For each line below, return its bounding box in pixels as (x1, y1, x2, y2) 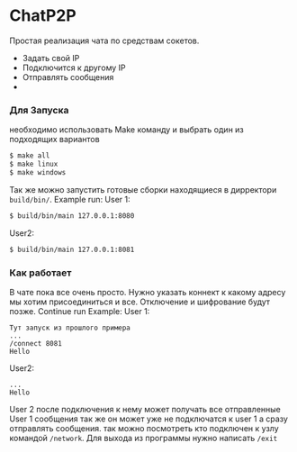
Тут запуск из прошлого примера (9, 323, 130, 332)
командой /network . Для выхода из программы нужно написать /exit (9, 432, 278, 443)
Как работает (9, 267, 72, 279)
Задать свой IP (22, 52, 80, 63)
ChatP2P (9, 5, 76, 26)
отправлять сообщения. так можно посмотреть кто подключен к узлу (9, 422, 279, 433)
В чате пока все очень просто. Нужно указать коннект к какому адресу (9, 286, 286, 297)
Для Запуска (9, 104, 69, 116)
